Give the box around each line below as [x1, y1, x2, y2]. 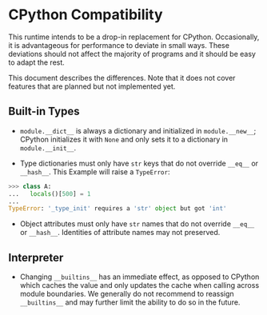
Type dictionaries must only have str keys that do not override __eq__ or [19, 158, 258, 168]
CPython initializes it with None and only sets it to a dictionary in [19, 134, 229, 144]
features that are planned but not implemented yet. [8, 82, 176, 91]
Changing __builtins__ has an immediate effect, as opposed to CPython [19, 272, 260, 281]
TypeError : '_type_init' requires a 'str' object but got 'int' [8, 205, 227, 213]
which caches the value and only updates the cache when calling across [19, 281, 260, 290]
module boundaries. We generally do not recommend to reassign [19, 289, 234, 299]
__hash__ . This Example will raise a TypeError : [19, 166, 170, 177]
